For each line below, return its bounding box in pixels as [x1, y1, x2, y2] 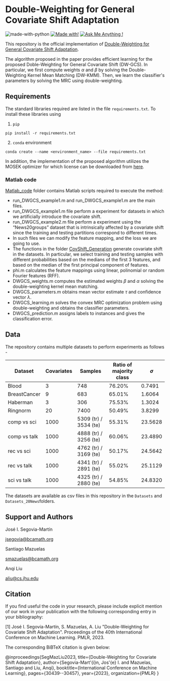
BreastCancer [8, 391, 40, 398]
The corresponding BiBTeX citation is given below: [5, 644, 110, 651]
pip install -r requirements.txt [5, 131, 76, 136]
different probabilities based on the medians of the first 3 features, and [12, 257, 161, 263]
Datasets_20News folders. [5, 498, 56, 504]
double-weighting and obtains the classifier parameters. [12, 305, 130, 311]
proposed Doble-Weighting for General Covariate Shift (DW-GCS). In [5, 61, 148, 67]
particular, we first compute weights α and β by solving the [5, 67, 128, 73]
